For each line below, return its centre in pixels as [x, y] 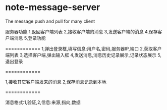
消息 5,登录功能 [30, 38]
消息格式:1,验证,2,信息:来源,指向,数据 [43, 102]
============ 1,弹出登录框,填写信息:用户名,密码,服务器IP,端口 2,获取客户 [83, 48]
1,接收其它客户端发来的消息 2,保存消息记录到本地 [56, 82]
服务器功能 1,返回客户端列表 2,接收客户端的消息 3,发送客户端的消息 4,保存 [81, 31]
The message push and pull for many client [50, 21]
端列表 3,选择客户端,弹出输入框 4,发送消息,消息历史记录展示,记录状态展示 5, [83, 55]
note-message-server [53, 7]
